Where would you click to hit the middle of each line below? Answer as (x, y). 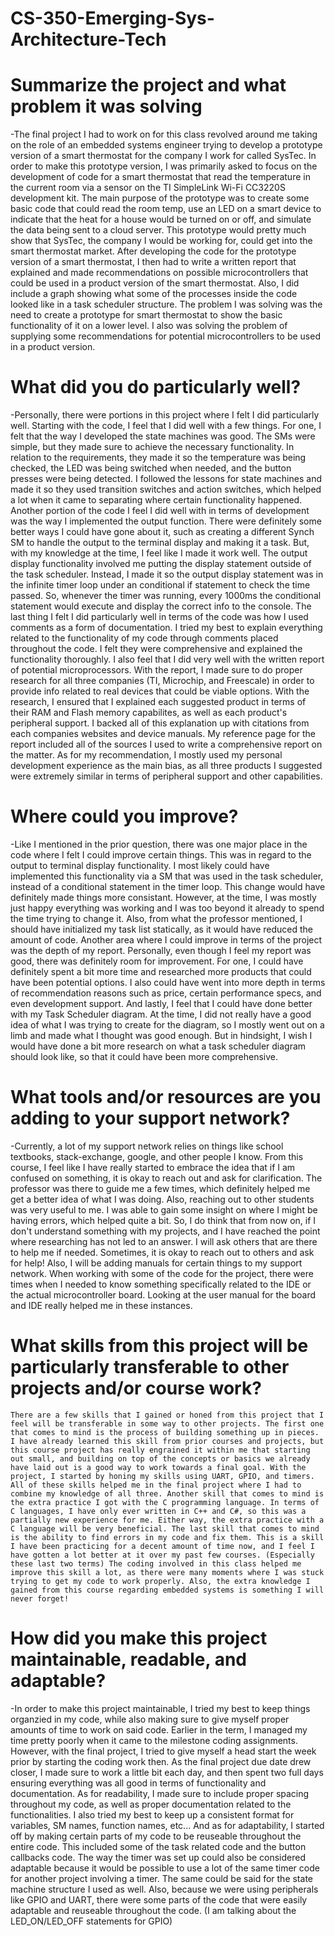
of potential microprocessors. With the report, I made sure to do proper (156, 670)
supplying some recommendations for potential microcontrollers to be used (165, 336)
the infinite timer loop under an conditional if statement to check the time (160, 585)
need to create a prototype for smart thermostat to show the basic (146, 315)
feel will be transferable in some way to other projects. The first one (167, 1423)
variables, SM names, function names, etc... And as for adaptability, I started (167, 1825)
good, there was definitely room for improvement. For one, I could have (157, 961)
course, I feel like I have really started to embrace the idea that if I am (153, 1167)
